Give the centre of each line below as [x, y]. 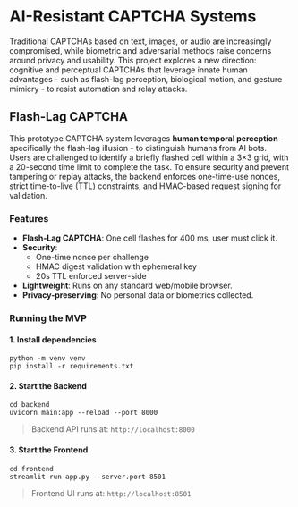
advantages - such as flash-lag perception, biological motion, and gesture [146, 79]
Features [29, 218]
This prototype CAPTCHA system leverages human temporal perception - [147, 138]
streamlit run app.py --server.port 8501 [88, 477]
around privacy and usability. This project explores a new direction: [133, 60]
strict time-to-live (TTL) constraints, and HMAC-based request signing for [145, 186]
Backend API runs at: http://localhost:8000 [113, 429]
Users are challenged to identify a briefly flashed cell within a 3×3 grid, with [149, 157]
